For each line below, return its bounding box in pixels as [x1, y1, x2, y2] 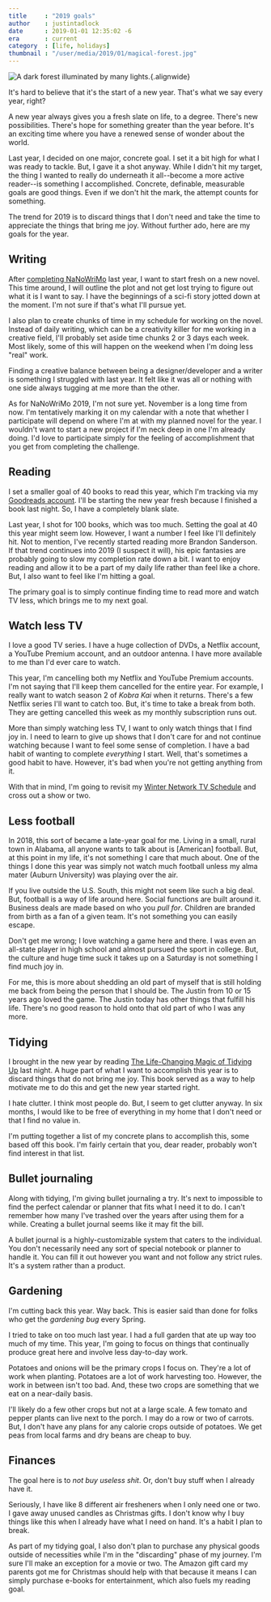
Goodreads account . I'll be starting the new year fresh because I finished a [8, 495, 257, 505]
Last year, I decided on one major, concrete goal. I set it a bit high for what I [8, 153, 260, 163]
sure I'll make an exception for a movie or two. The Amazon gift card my [8, 1558, 248, 1568]
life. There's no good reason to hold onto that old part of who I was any [8, 1003, 245, 1013]
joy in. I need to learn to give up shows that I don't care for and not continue [8, 732, 261, 742]
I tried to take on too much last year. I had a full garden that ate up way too [8, 1330, 256, 1340]
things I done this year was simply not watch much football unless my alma [8, 862, 258, 871]
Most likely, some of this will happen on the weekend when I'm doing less [8, 341, 253, 351]
